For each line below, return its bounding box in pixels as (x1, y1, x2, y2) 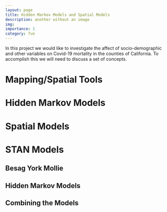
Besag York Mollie (5, 164, 63, 173)
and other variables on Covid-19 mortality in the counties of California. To (5, 50, 159, 57)
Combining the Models (5, 198, 79, 207)
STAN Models (5, 144, 64, 155)
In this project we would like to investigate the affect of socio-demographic (5, 45, 162, 51)
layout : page (5, 7, 33, 13)
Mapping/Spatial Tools (5, 74, 103, 86)
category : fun (5, 31, 36, 36)
